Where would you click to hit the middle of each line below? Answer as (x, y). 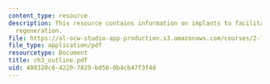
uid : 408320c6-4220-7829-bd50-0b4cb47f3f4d (82, 68)
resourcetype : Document (48, 53)
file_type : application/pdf (55, 46)
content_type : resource (48, 16)
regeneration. (39, 30)
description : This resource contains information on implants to (120, 23)
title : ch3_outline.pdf (48, 61)
